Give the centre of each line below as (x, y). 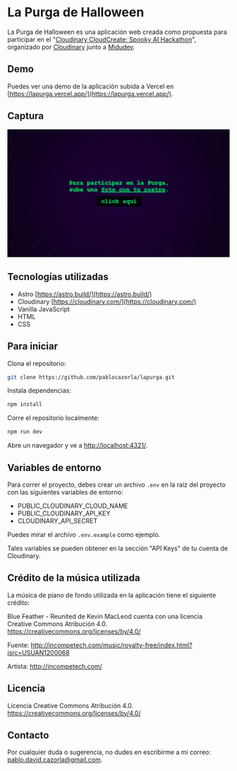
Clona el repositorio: (37, 363)
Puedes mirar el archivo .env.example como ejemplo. (84, 535)
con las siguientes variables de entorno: (65, 492)
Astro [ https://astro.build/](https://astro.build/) (85, 294)
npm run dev (25, 432)
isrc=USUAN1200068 (38, 652)
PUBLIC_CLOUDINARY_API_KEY (64, 514)
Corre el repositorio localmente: (54, 418)
